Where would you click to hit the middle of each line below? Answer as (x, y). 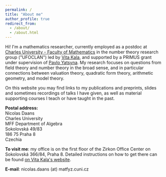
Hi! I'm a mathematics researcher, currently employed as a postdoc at (76, 47)
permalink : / (19, 10)
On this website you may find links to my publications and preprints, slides (81, 88)
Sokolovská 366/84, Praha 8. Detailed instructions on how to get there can (81, 154)
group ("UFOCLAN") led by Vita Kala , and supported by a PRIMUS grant (79, 57)
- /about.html (24, 33)
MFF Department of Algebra (34, 124)
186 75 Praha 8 (20, 134)
